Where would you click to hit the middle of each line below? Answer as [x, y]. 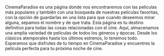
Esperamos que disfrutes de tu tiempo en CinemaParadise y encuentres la [80, 43]
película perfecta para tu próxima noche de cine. [54, 48]
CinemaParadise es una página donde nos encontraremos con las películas [81, 7]
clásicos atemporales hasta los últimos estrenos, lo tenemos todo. [72, 38]
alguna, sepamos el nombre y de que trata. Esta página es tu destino [74, 22]
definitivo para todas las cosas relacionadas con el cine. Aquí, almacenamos [82, 28]
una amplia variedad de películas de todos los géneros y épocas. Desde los [81, 33]
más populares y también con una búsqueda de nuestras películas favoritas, [82, 12]
